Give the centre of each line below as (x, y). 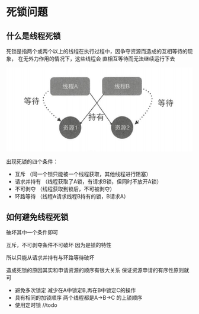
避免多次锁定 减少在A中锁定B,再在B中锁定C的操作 (75, 290)
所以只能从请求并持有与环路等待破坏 (50, 258)
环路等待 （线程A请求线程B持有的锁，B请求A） (72, 196)
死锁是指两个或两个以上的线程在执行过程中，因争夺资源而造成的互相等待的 (97, 51)
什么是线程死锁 (33, 36)
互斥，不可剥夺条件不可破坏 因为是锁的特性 (59, 245)
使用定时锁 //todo (36, 305)
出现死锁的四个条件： (32, 161)
